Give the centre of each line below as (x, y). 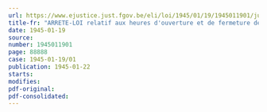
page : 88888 (28, 52)
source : (21, 37)
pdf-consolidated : (39, 96)
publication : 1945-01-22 (49, 67)
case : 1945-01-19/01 (43, 60)
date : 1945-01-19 (37, 30)
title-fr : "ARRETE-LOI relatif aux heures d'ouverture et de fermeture (129, 23)
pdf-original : (32, 89)
